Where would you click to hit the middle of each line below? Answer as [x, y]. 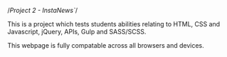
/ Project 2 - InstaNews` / [43, 10]
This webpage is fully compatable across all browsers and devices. [106, 45]
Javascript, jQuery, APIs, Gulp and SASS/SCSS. [77, 32]
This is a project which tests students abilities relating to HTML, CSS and [114, 24]
